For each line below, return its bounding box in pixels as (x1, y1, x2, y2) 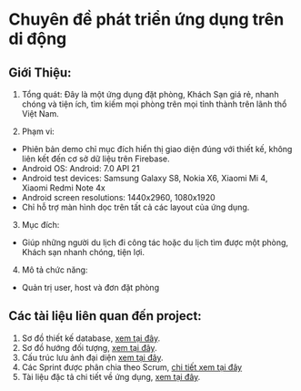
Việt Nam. (21, 108, 60, 118)
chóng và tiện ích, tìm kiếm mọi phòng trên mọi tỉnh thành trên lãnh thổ (21, 98, 287, 109)
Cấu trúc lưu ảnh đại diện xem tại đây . (21, 352, 164, 363)
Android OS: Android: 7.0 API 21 (21, 163, 140, 173)
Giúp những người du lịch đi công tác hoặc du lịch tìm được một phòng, (21, 237, 288, 248)
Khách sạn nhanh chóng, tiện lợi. (21, 247, 145, 257)
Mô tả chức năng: (21, 264, 88, 275)
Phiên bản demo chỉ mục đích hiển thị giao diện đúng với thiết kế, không (21, 144, 293, 154)
